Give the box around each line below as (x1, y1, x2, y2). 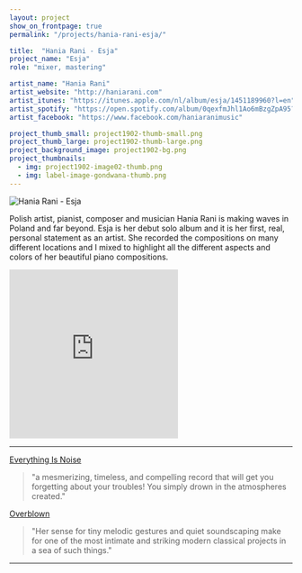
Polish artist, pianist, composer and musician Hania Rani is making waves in (9, 213, 289, 223)
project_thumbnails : (9, 154, 87, 163)
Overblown (9, 508, 50, 519)
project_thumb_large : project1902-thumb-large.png (9, 137, 203, 147)
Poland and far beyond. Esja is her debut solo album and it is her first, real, (9, 223, 285, 233)
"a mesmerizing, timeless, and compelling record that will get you (31, 471, 274, 482)
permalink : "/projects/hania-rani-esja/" (9, 30, 167, 39)
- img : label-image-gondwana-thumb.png (17, 170, 167, 180)
